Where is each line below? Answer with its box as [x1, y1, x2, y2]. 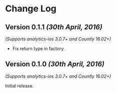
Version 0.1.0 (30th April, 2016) [5, 60, 105, 69]
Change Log [5, 3, 56, 14]
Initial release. [5, 83, 34, 89]
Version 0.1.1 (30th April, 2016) [5, 23, 102, 31]
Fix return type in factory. [12, 46, 65, 51]
